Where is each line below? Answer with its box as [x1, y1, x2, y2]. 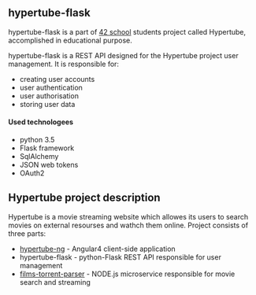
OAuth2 [19, 168, 45, 178]
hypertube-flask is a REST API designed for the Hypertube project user [8, 50, 239, 60]
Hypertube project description [8, 191, 161, 205]
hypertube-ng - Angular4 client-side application [19, 244, 176, 253]
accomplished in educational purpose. [8, 35, 132, 45]
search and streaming [19, 277, 91, 286]
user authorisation [19, 90, 79, 101]
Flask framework [19, 143, 75, 153]
